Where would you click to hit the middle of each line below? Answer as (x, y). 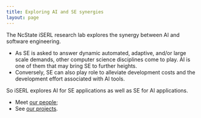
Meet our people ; (37, 102)
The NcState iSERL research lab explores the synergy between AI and (93, 34)
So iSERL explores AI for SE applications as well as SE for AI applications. (97, 90)
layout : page (23, 18)
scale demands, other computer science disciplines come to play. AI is (103, 59)
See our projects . (37, 108)
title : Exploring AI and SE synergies (55, 12)
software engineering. (34, 41)
